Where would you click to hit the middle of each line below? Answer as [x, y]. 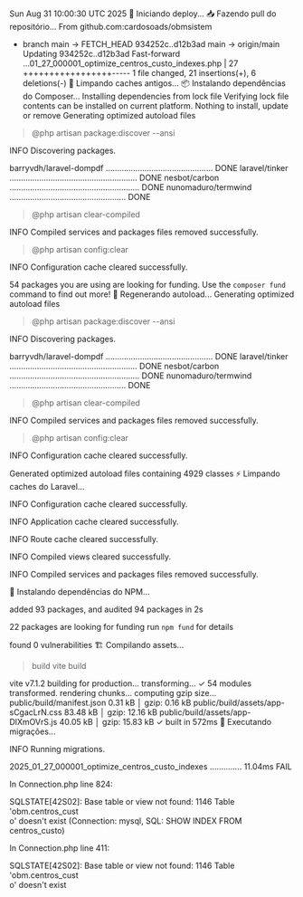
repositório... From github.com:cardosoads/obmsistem [111, 27]
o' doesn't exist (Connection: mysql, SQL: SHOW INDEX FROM [126, 821]
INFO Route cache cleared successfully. [84, 539]
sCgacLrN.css [36, 712]
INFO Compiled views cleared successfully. [90, 557]
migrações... [33, 731]
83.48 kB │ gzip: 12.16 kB [111, 712]
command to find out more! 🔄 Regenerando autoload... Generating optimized [152, 294]
